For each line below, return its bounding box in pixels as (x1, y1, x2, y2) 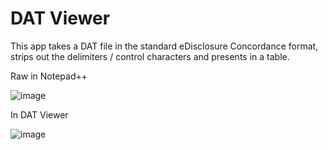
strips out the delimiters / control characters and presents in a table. (10, 50, 290, 62)
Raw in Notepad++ (10, 70, 88, 82)
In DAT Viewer (10, 108, 69, 121)
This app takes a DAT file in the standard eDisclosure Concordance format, (10, 40, 319, 52)
